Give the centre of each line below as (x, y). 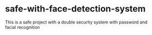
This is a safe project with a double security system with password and (76, 22)
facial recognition (22, 27)
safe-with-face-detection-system (76, 9)
